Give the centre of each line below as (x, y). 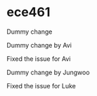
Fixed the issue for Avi (39, 59)
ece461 (28, 12)
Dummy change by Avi (39, 45)
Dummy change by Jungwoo (48, 72)
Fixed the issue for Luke (41, 85)
